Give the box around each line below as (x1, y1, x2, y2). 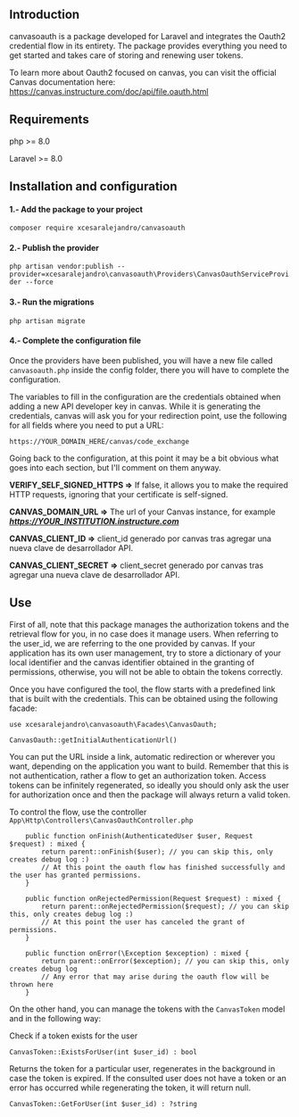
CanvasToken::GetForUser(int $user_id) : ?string (9, 1099, 198, 1108)
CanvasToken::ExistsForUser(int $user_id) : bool (9, 1047, 198, 1056)
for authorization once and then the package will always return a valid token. (9, 789, 291, 800)
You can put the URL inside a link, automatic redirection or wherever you (9, 751, 276, 762)
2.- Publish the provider (9, 242, 100, 253)
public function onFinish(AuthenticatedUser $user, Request (25, 831, 253, 840)
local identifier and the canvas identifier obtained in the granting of (9, 656, 255, 668)
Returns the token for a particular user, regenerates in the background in (9, 1063, 276, 1074)
